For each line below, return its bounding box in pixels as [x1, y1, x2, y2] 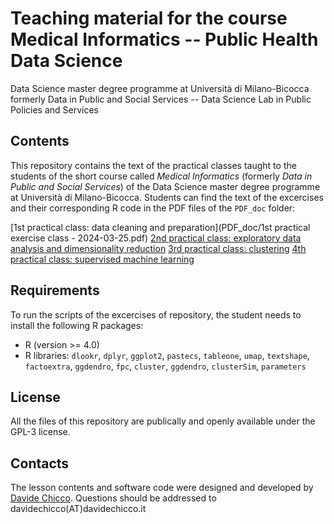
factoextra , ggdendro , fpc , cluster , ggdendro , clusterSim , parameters [24, 360, 307, 372]
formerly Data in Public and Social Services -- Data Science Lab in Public [10, 93, 312, 105]
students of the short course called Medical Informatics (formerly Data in [10, 170, 313, 182]
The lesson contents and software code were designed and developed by [10, 482, 314, 494]
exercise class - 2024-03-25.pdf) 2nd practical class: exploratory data [10, 232, 302, 244]
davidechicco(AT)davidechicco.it [10, 503, 147, 515]
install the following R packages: [10, 319, 144, 331]
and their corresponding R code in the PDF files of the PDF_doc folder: [10, 202, 296, 214]
